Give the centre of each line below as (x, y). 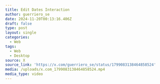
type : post (16, 28)
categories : (17, 38)
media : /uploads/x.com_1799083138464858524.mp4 (55, 70)
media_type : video (24, 74)
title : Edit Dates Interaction (37, 10)
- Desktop (20, 56)
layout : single (21, 33)
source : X (15, 60)
